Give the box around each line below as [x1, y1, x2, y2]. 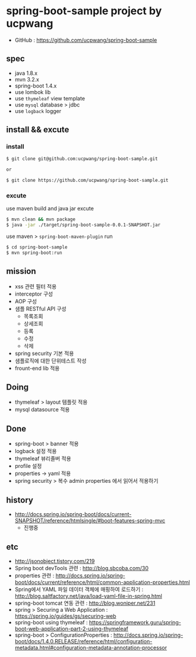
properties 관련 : [14, 572, 55, 579]
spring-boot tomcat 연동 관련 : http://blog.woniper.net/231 [14, 599, 156, 606]
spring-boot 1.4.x [14, 82, 57, 89]
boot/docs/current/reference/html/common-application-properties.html [14, 579, 190, 586]
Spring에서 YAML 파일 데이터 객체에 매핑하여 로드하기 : [14, 586, 144, 593]
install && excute [6, 125, 69, 135]
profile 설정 [14, 463, 42, 470]
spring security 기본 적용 [14, 350, 74, 357]
